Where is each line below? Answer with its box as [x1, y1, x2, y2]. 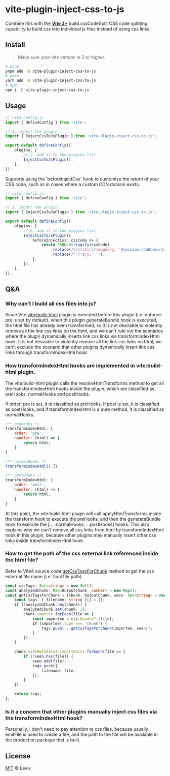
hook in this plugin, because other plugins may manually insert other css [5, 532, 156, 538]
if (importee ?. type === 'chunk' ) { [32, 621, 108, 626]
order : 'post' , [14, 482, 47, 488]
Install [5, 41, 25, 49]
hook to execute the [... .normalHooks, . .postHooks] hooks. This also [5, 521, 150, 527]
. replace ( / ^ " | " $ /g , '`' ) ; [50, 252, 105, 257]
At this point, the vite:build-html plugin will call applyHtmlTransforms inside [5, 510, 162, 517]
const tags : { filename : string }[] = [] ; [14, 598, 105, 603]
